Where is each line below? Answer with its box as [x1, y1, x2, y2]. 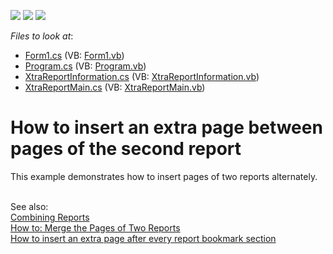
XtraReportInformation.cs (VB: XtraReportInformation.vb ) [24, 71, 260, 82]
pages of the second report [10, 138, 242, 160]
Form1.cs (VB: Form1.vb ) [24, 50, 125, 61]
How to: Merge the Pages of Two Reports [10, 221, 181, 234]
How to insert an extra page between [10, 116, 323, 139]
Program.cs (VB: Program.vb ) [24, 60, 147, 72]
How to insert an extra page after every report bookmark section [10, 232, 277, 244]
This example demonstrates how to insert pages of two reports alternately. [10, 170, 318, 182]
